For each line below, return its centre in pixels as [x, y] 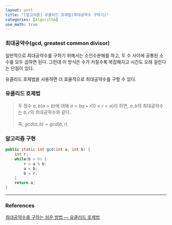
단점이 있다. [22, 68]
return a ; [25, 183]
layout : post [19, 10]
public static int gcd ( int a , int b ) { [48, 150]
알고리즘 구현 [20, 138]
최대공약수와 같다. [53, 112]
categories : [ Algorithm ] [32, 19]
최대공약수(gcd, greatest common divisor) [58, 43]
